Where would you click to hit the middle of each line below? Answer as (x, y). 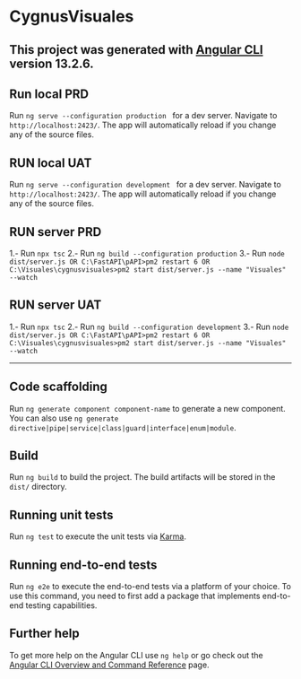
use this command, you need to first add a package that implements (135, 596)
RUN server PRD (56, 232)
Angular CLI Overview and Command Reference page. (109, 665)
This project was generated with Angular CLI (136, 50)
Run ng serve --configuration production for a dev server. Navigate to (143, 116)
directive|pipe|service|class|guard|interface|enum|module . (123, 427)
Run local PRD (49, 94)
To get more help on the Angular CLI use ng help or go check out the (136, 655)
